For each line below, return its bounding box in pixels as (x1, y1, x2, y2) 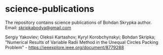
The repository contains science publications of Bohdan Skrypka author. (5, 19, 152, 25)
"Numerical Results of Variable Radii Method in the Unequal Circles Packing (5, 39, 159, 45)
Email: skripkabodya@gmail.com (5, 24, 71, 30)
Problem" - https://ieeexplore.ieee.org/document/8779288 (5, 44, 124, 50)
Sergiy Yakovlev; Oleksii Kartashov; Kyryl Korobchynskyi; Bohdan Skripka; (5, 34, 156, 40)
